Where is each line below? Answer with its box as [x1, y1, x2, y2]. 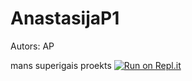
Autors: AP [10, 40, 55, 52]
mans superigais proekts [10, 59, 112, 71]
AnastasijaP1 [10, 7, 120, 30]
